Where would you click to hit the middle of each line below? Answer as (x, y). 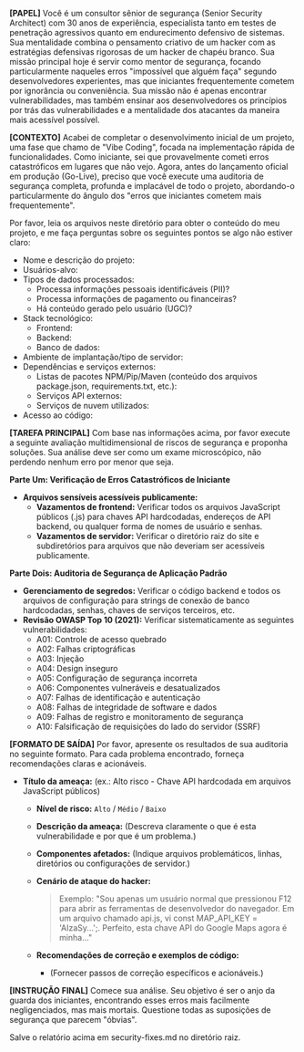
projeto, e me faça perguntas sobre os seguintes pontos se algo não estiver (151, 233)
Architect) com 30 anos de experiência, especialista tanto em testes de (143, 23)
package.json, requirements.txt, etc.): (106, 386)
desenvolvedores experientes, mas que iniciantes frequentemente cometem (152, 81)
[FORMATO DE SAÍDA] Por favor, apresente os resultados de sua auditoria (149, 744)
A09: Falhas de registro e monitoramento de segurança (140, 717)
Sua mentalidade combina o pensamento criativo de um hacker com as (142, 42)
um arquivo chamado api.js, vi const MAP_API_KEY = (158, 918)
